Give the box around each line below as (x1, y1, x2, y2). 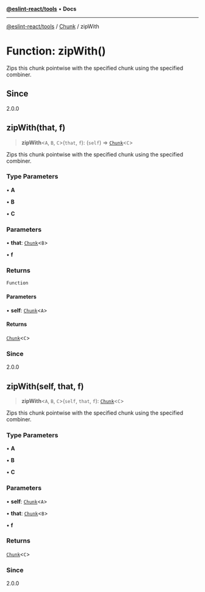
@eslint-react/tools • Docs (6, 6, 77, 12)
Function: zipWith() (6, 44, 106, 58)
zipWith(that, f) (6, 122, 66, 133)
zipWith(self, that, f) (6, 381, 84, 391)
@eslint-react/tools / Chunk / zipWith (6, 23, 99, 30)
